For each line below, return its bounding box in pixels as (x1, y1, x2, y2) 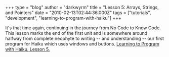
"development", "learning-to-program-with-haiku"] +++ (5, 15, 121, 21)
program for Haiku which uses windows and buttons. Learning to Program (5, 41, 159, 47)
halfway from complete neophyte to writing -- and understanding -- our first (5, 35, 164, 41)
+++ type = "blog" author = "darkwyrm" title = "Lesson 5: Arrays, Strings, (5, 5, 159, 10)
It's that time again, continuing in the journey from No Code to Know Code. (5, 25, 161, 31)
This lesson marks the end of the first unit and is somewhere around (5, 30, 148, 36)
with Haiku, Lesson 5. (5, 46, 50, 52)
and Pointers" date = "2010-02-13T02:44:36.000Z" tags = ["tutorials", (5, 10, 151, 16)
